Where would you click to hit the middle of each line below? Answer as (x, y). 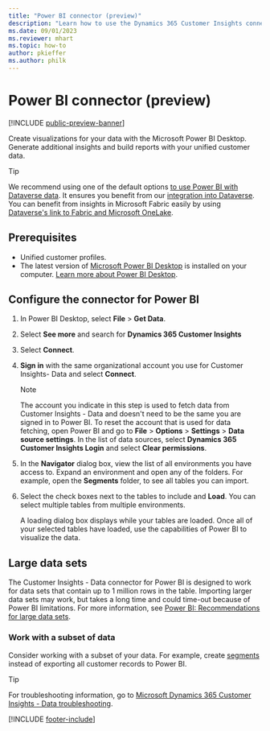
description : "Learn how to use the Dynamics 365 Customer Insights (125, 23)
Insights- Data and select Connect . (78, 374)
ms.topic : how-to (37, 46)
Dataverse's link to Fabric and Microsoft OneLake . (91, 212)
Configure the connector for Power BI (104, 300)
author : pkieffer (37, 53)
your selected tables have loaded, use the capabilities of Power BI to (133, 529)
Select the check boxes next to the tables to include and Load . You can (138, 497)
